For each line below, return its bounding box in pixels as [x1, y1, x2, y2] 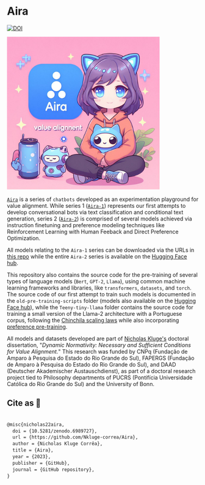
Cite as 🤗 [7, 398, 41, 409]
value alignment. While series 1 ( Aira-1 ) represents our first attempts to [7, 202, 186, 209]
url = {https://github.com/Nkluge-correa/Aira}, [12, 434, 138, 440]
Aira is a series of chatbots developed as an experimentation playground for [7, 195, 199, 203]
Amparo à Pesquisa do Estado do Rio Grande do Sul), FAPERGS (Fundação [7, 354, 195, 362]
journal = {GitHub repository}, [12, 466, 95, 473]
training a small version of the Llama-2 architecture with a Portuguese [7, 310, 182, 317]
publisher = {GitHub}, [12, 460, 70, 466]
